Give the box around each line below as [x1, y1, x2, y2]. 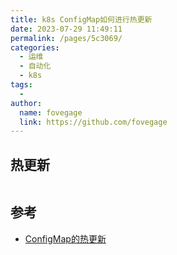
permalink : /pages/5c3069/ [10, 33, 123, 43]
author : [10, 98, 43, 108]
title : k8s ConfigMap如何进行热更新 [10, 14, 153, 25]
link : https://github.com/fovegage [19, 117, 168, 127]
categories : [10, 42, 60, 53]
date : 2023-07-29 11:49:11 [10, 24, 123, 34]
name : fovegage [19, 107, 83, 118]
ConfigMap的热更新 [24, 232, 107, 245]
